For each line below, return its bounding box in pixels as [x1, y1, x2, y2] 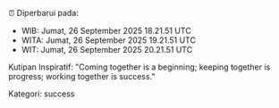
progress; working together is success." [8, 71, 156, 81]
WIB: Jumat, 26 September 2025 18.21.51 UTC [21, 26, 191, 36]
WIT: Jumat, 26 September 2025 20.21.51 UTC [21, 45, 193, 54]
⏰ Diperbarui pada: [8, 8, 80, 18]
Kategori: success [8, 88, 75, 99]
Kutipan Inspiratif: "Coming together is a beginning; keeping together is [8, 62, 271, 72]
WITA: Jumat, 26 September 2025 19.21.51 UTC [21, 35, 196, 46]
